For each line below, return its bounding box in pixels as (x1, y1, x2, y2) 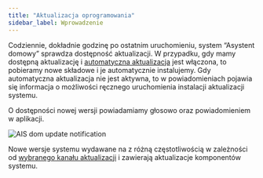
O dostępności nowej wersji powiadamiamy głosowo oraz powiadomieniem (8, 105, 251, 114)
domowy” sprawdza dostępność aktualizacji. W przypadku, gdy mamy (8, 49, 236, 58)
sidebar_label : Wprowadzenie (8, 19, 104, 27)
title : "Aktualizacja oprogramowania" (8, 11, 135, 20)
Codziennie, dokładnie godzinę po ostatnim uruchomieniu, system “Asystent (8, 40, 255, 49)
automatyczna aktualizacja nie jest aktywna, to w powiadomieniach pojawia (8, 74, 253, 83)
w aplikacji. (8, 114, 45, 123)
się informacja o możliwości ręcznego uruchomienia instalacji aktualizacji (8, 82, 245, 91)
